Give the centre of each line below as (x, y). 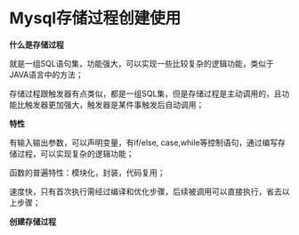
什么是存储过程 (36, 45)
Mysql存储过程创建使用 (95, 18)
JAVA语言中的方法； (46, 74)
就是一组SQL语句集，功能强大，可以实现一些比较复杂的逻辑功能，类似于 (141, 63)
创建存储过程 (32, 221)
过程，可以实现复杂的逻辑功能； (75, 153)
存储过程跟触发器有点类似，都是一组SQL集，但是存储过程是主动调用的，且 (145, 93)
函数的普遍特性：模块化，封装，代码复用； (87, 172)
